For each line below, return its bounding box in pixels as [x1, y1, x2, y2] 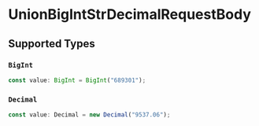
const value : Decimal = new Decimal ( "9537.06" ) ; [8, 111, 171, 119]
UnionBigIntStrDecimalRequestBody [8, 6, 252, 24]
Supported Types [8, 37, 96, 50]
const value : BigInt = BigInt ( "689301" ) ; [8, 76, 146, 84]
